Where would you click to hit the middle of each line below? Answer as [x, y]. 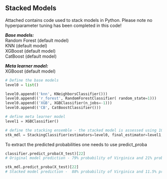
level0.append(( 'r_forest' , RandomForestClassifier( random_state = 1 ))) [81, 98]
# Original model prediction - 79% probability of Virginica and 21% [79, 158]
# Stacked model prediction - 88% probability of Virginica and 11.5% [81, 172]
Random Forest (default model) [37, 40]
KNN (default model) [26, 45]
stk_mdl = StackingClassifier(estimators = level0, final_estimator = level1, [84, 135]
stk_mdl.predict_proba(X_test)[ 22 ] [42, 167]
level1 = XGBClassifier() [32, 121]
